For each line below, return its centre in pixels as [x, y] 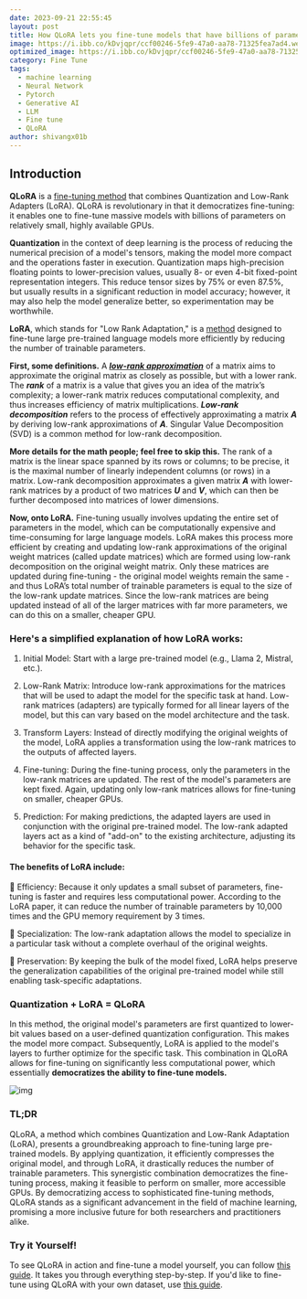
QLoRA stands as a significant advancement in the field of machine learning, [153, 1202]
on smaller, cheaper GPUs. [73, 799]
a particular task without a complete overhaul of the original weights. [138, 943]
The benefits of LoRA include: [67, 867]
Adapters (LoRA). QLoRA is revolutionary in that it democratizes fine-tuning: [152, 206]
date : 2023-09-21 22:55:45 [61, 18]
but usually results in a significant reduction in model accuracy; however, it [150, 291]
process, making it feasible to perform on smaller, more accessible [160, 1182]
